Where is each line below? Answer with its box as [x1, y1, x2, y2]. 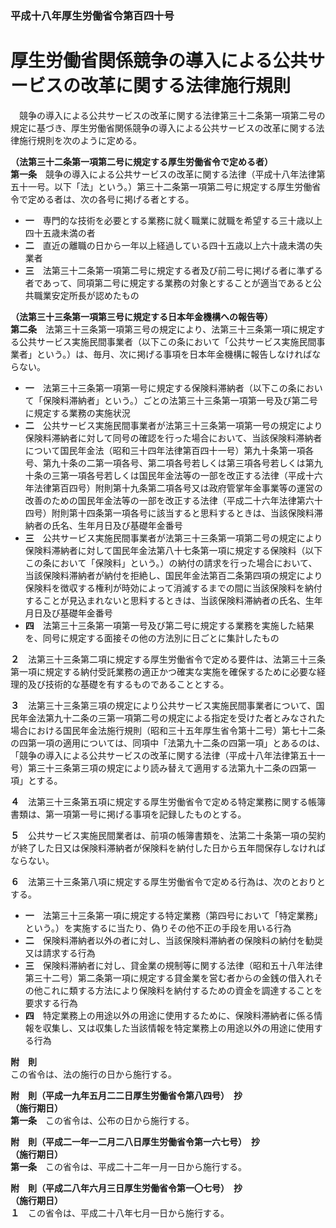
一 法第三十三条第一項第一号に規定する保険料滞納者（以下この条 [24, 382, 297, 394]
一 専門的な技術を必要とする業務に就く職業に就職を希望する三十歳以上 [24, 214, 323, 226]
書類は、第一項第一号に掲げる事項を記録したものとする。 [10, 808, 247, 820]
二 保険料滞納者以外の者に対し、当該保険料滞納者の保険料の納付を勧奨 [24, 934, 323, 946]
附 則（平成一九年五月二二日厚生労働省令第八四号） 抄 [10, 1089, 243, 1101]
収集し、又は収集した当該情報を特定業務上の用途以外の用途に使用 [42, 1022, 315, 1034]
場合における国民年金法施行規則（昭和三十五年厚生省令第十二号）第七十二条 [10, 724, 326, 736]
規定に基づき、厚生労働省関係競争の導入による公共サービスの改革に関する [10, 122, 317, 134]
